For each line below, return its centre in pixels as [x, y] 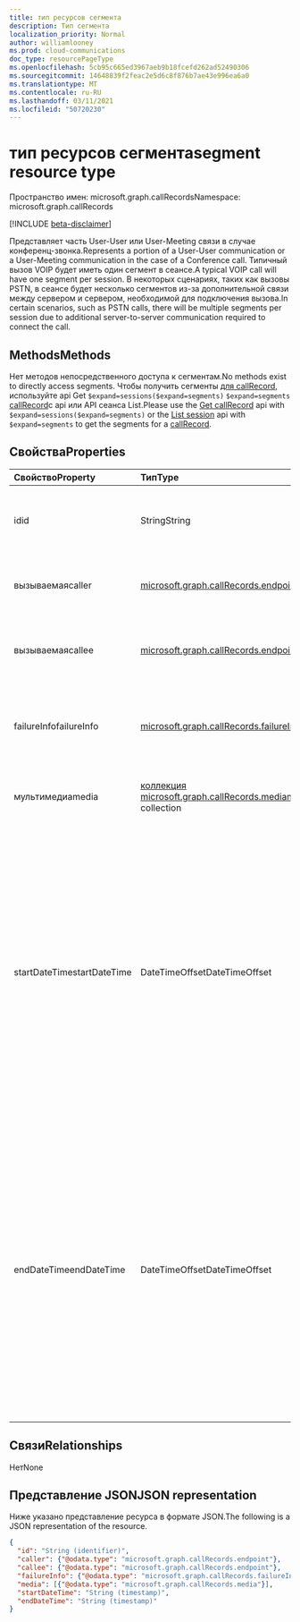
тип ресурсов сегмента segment [135, 153]
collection [161, 808]
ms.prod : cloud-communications [67, 51]
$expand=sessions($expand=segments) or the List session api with [127, 414]
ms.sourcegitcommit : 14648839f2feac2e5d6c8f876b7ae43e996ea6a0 [129, 76]
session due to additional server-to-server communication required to [137, 318]
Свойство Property [55, 477]
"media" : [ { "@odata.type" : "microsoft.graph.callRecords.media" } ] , [146, 1584]
